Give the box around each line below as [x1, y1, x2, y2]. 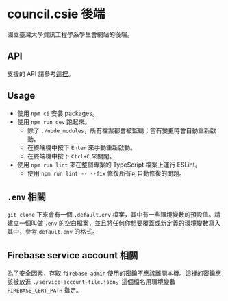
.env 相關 [7, 191, 46, 202]
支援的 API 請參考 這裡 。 [7, 69, 75, 77]
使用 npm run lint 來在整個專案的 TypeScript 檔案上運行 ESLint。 [16, 160, 201, 169]
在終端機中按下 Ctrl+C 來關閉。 [27, 152, 116, 160]
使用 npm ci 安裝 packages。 [16, 109, 99, 117]
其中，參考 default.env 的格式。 [7, 228, 99, 236]
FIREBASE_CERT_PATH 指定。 [7, 286, 82, 295]
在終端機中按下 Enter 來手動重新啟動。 [27, 143, 137, 152]
